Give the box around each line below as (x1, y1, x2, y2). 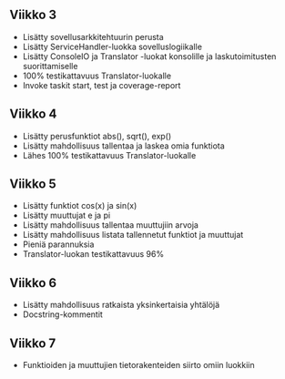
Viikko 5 (9, 177, 56, 192)
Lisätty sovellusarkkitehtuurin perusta (22, 31, 164, 42)
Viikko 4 (9, 107, 57, 122)
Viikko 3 (9, 7, 57, 23)
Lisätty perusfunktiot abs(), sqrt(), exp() (22, 130, 172, 141)
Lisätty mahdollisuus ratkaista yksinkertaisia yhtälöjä (22, 300, 220, 311)
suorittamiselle (22, 60, 78, 71)
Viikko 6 (9, 275, 57, 291)
